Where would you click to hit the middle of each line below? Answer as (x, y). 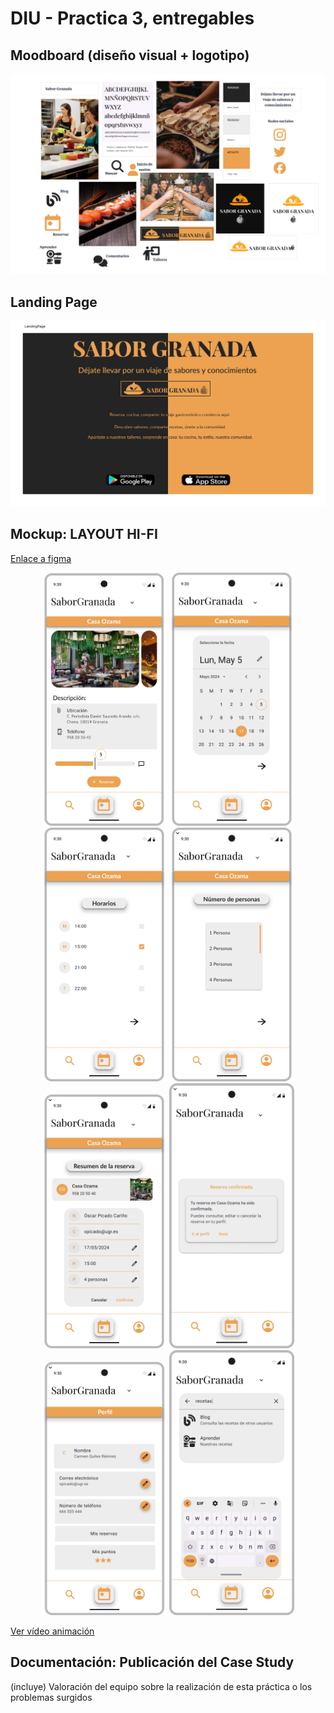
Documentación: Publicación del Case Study (152, 1662)
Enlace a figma (41, 558)
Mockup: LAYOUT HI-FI (84, 534)
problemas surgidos (51, 1697)
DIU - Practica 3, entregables (132, 18)
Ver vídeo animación (52, 1631)
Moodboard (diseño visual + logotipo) (130, 55)
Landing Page (54, 302)
